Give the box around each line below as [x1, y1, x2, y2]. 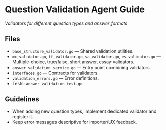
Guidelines [5, 95, 39, 104]
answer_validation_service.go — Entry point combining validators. [12, 64, 151, 70]
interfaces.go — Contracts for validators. [12, 70, 99, 76]
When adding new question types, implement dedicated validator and [12, 108, 157, 114]
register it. [12, 113, 34, 119]
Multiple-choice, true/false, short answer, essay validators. [12, 59, 135, 65]
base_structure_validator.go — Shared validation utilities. [12, 48, 134, 54]
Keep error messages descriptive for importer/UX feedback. [12, 119, 137, 125]
